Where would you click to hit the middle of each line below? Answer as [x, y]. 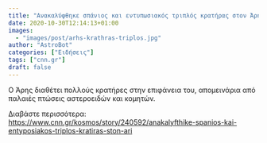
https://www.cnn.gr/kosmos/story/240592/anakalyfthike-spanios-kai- [122, 122]
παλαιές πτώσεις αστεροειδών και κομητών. [82, 98]
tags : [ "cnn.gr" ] [37, 60]
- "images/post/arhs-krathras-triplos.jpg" [88, 38]
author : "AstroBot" [41, 45]
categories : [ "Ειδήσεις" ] [51, 52]
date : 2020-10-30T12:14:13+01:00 [64, 23]
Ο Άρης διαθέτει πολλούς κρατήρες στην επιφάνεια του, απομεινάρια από [132, 90]
